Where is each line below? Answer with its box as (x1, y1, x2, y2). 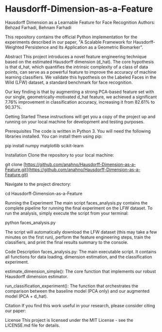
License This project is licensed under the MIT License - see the (5, 317, 133, 323)
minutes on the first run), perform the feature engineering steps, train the (5, 234, 151, 240)
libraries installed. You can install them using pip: (5, 133, 103, 139)
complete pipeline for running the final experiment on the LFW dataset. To (5, 205, 153, 211)
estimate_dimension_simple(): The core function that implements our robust (5, 268, 156, 274)
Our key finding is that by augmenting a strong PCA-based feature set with (5, 89, 154, 95)
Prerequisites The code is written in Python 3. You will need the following (5, 128, 151, 134)
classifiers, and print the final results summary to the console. (5, 239, 129, 245)
